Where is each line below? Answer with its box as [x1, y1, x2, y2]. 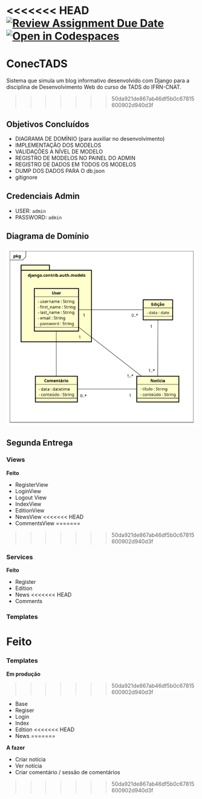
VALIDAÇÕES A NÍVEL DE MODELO [15, 147, 103, 155]
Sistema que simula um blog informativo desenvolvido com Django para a [6, 77, 190, 85]
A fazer [6, 744, 25, 751]
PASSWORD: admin [15, 213, 62, 221]
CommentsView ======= [15, 519, 80, 526]
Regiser [15, 707, 34, 714]
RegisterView [15, 481, 48, 488]
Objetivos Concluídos [6, 119, 90, 129]
